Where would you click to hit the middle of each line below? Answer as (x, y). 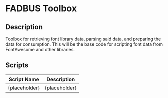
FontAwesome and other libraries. (40, 50)
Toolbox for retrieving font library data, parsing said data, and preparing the (83, 39)
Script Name (24, 79)
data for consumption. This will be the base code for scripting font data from (84, 44)
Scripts (17, 65)
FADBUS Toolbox (41, 9)
